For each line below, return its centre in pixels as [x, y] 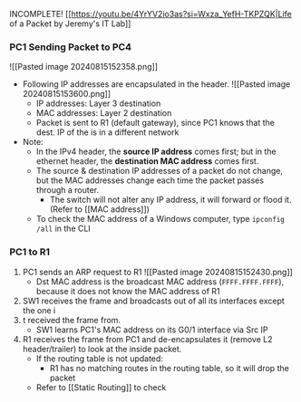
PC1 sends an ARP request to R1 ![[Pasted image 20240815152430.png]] [157, 272]
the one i [39, 310]
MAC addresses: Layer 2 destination [104, 113]
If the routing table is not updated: [99, 359]
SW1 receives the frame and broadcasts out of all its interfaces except [154, 301]
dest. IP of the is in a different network [107, 132]
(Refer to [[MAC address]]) [99, 209]
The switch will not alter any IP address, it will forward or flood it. [170, 200]
